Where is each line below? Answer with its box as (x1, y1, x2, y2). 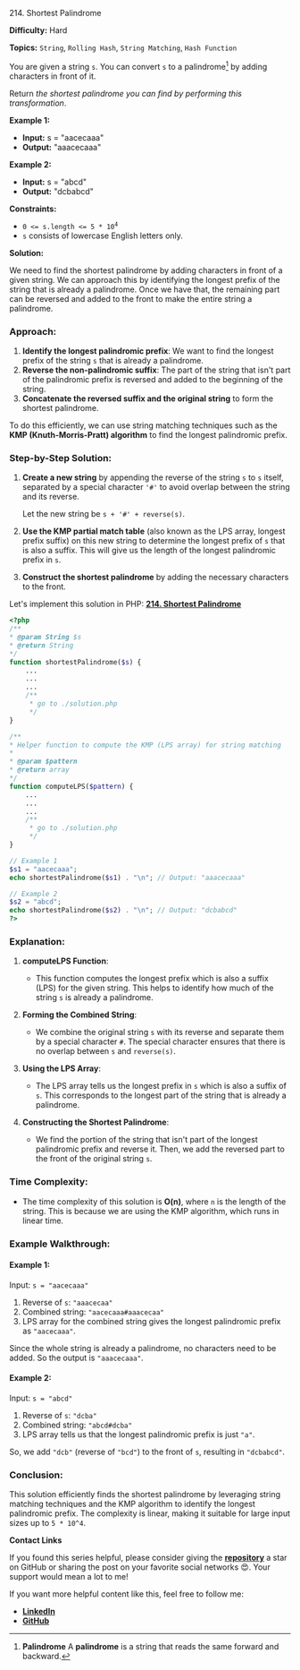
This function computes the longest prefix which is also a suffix (35, 973, 270, 984)
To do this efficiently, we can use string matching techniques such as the (9, 420, 279, 431)
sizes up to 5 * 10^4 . (9, 1518, 87, 1529)
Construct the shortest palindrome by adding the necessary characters (21, 572, 289, 583)
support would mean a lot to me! (9, 1572, 129, 1582)
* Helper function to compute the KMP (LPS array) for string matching (9, 741, 281, 749)
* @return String (9, 640, 74, 650)
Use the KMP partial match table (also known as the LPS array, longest (21, 526, 286, 536)
